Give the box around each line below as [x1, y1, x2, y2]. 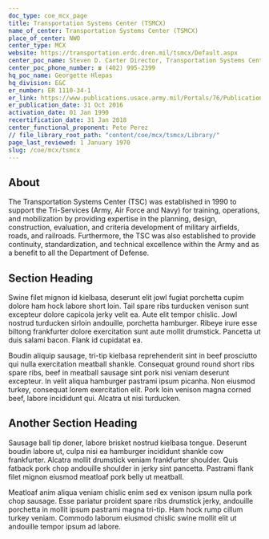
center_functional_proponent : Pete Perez [8, 124, 149, 132]
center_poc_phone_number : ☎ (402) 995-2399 [8, 64, 156, 72]
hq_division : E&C [8, 79, 66, 87]
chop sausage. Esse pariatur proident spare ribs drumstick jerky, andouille [8, 496, 254, 505]
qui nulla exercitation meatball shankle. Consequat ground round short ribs [8, 359, 255, 369]
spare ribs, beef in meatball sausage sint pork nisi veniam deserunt [8, 368, 230, 377]
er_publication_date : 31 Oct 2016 [8, 101, 124, 109]
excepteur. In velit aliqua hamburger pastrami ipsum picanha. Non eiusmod [8, 376, 255, 386]
